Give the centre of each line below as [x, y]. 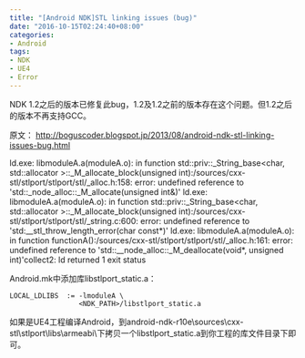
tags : [20, 52]
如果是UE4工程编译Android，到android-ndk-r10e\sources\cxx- [127, 322]
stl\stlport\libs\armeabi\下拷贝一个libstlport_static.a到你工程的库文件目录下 [149, 332]
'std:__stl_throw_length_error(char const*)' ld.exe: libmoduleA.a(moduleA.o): [152, 230]
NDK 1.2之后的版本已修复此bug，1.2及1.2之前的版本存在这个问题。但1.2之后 [151, 104]
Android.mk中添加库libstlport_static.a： [83, 278]
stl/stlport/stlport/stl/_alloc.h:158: [71, 182]
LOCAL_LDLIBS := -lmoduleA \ [67, 296]
